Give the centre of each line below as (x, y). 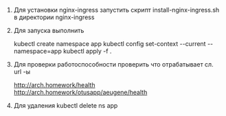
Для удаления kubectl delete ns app (66, 105)
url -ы (22, 72)
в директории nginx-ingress (54, 17)
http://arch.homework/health (54, 85)
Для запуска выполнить (49, 31)
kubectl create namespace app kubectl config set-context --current (110, 44)
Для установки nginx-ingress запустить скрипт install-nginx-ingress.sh (116, 10)
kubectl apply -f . (87, 51)
